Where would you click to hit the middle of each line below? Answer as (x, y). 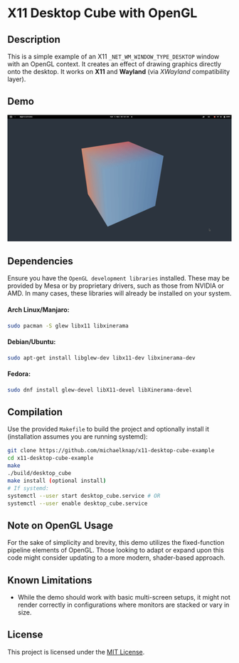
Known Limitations (50, 580)
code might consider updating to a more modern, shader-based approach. (116, 558)
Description (34, 40)
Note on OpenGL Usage (60, 525)
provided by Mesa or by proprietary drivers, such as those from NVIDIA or (116, 286)
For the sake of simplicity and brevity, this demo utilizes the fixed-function (116, 543)
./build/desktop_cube (39, 474)
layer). (17, 79)
